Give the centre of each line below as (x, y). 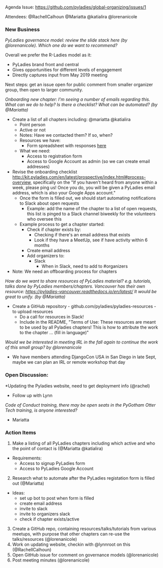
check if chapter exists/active (49, 519)
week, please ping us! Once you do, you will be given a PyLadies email (84, 188)
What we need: (35, 151)
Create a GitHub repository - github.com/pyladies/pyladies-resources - (84, 306)
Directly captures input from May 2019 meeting (60, 75)
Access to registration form (54, 156)
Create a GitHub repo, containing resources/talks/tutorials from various (84, 529)
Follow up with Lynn (32, 395)
